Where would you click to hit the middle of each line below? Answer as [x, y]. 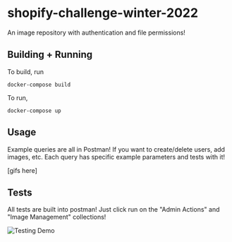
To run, [18, 97]
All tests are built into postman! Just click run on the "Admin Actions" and [114, 210]
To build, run [26, 71]
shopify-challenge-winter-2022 [103, 13]
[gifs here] [22, 170]
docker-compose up [34, 111]
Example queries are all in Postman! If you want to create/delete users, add [116, 149]
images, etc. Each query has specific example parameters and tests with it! [116, 157]
